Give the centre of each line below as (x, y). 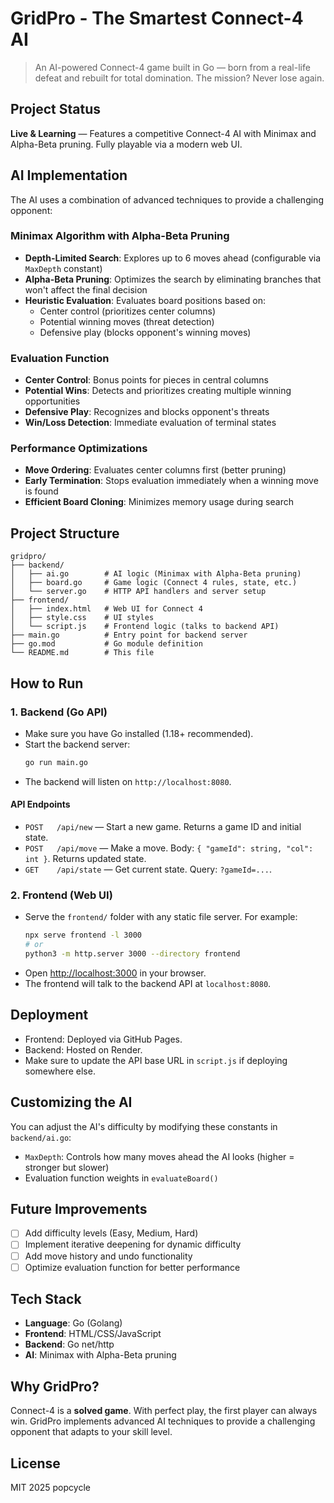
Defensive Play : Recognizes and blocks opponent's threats (147, 412)
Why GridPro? (55, 1386)
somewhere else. (60, 1071)
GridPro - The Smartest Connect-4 (157, 18)
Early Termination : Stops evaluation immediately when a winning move (171, 481)
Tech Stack (46, 1299)
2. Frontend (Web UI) (61, 895)
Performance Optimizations (79, 449)
